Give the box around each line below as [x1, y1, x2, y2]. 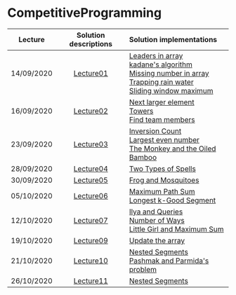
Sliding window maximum [129, 85, 214, 95]
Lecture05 [73, 175, 109, 185]
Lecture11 [73, 275, 109, 285]
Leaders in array [129, 50, 183, 60]
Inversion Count [129, 126, 182, 136]
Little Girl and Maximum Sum [129, 224, 224, 234]
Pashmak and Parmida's [129, 256, 209, 266]
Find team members [129, 114, 195, 124]
